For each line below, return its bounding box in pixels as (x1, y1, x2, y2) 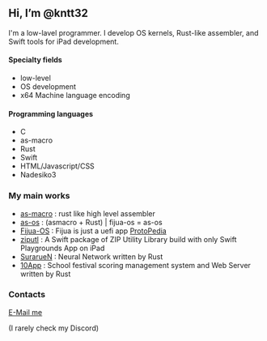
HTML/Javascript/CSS (19, 161, 95, 171)
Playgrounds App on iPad (19, 243, 105, 253)
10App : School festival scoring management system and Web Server (19, 260, 251, 270)
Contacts (8, 289, 46, 301)
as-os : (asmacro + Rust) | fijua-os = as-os (19, 217, 163, 227)
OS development (19, 82, 77, 92)
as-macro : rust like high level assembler (19, 208, 155, 218)
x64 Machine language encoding (19, 91, 131, 100)
